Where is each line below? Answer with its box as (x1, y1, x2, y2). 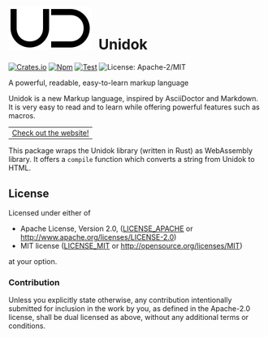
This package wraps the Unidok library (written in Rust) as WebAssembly (8, 146, 253, 156)
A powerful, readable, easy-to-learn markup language (8, 78, 189, 87)
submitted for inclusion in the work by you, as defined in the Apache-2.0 (8, 304, 250, 314)
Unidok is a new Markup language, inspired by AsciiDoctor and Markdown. (8, 93, 258, 103)
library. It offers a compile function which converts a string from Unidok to (8, 155, 255, 164)
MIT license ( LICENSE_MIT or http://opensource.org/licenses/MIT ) (19, 241, 243, 250)
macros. (8, 110, 36, 120)
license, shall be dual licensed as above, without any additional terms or (8, 313, 249, 322)
